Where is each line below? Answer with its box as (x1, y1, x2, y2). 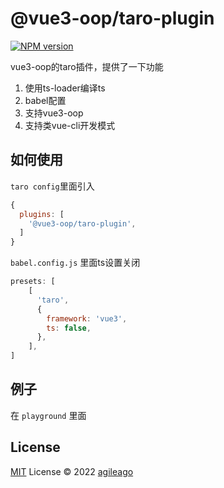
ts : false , (46, 323, 92, 333)
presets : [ (10, 277, 56, 287)
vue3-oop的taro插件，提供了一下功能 (10, 60, 164, 72)
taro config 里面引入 (10, 180, 95, 192)
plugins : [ (19, 209, 65, 219)
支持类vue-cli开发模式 (24, 119, 116, 131)
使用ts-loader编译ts (24, 82, 106, 94)
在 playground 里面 (10, 409, 87, 421)
